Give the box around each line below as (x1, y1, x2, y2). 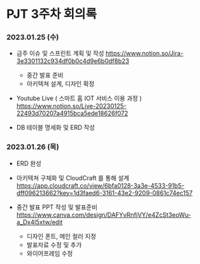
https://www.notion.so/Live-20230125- (16, 102, 127, 110)
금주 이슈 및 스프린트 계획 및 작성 (16, 49, 104, 58)
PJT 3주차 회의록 (6, 6, 97, 22)
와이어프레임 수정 (26, 249, 73, 257)
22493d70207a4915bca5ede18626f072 (16, 109, 128, 117)
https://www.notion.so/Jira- (105, 49, 184, 58)
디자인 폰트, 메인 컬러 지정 (26, 232, 97, 240)
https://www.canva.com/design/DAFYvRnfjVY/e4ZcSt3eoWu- (16, 211, 191, 219)
